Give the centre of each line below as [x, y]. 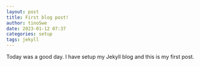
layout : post [23, 12]
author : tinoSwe [27, 23]
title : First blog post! [37, 17]
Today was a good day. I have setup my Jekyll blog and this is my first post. [100, 57]
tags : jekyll [23, 40]
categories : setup [29, 34]
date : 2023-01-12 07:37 [36, 28]
